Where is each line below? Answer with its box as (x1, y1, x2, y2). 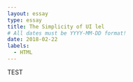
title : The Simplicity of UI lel (7, 23, 105, 30)
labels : (7, 42, 30, 49)
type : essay (7, 17, 42, 24)
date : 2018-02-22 (7, 36, 58, 43)
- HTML (13, 49, 33, 56)
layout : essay (7, 10, 49, 17)
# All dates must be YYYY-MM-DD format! (7, 29, 127, 37)
